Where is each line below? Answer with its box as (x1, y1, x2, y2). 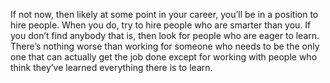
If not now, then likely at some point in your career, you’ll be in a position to (10, 9, 319, 20)
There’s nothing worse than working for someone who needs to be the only (10, 40, 320, 52)
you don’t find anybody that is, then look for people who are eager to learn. (10, 30, 320, 41)
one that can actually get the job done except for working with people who (10, 51, 318, 63)
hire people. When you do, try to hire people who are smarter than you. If (10, 19, 312, 31)
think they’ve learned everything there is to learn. (10, 62, 213, 73)
